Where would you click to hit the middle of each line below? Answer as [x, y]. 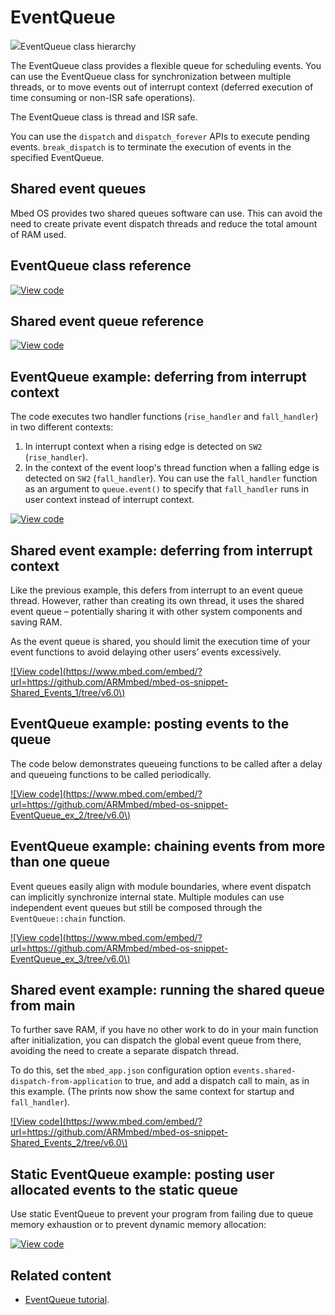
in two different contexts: [62, 427]
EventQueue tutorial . [67, 1300]
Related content [61, 1275]
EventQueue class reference [101, 266]
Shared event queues [78, 189]
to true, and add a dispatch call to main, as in [217, 1081]
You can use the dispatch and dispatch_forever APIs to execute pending [160, 136]
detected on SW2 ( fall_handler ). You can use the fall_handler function [171, 478]
